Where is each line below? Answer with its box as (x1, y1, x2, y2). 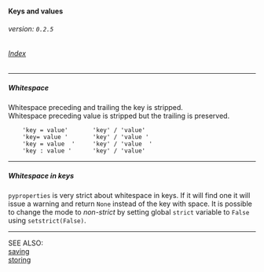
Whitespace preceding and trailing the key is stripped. (8, 103, 183, 112)
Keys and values (8, 6, 64, 16)
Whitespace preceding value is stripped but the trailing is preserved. (8, 111, 230, 121)
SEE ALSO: (8, 238, 44, 248)
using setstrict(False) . (8, 216, 86, 226)
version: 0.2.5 (8, 24, 54, 34)
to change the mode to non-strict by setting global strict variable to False (8, 208, 250, 217)
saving (8, 247, 30, 256)
